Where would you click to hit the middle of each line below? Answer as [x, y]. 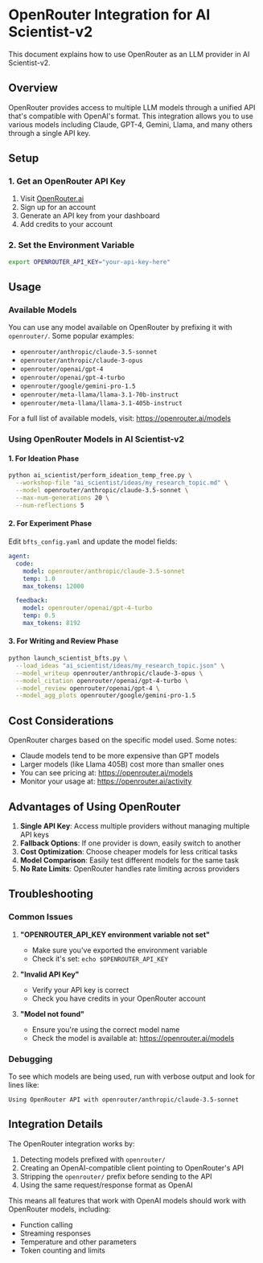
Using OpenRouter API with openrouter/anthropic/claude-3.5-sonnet [124, 1100]
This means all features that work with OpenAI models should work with [127, 1200]
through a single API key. [49, 133]
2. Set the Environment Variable [72, 245]
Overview [33, 88]
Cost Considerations [61, 720]
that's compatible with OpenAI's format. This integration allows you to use [131, 116]
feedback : [32, 601]
